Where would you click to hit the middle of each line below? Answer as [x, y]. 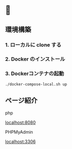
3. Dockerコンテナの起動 [35, 74]
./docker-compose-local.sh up [36, 84]
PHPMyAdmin [19, 132]
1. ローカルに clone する [33, 45]
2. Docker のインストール [35, 59]
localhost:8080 [20, 122]
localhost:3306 [20, 141]
